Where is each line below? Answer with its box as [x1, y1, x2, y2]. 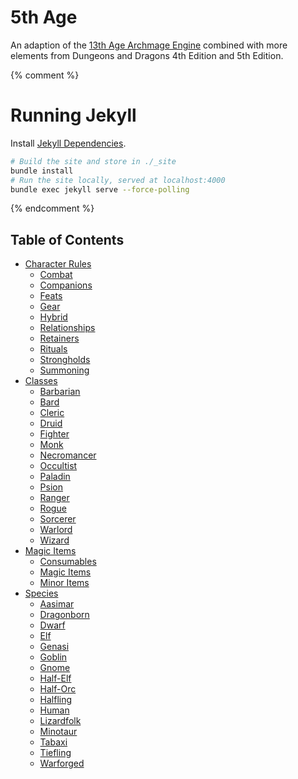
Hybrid [39, 311, 68, 323]
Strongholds [39, 354, 91, 366]
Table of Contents [10, 231, 125, 248]
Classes [24, 375, 58, 387]
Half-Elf [39, 672, 72, 685]
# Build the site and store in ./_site [10, 156, 177, 166]
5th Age [10, 6, 78, 29]
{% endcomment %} [10, 202, 95, 215]
